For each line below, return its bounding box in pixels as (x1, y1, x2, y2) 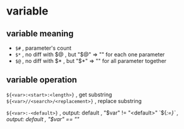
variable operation (6, 74, 77, 85)
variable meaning (6, 28, 74, 39)
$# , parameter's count (15, 44, 72, 51)
